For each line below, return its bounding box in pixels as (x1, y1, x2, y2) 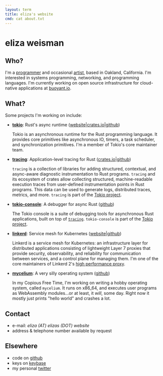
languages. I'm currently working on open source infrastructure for (5, 80, 139, 86)
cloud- (140, 80, 153, 86)
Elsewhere (5, 342, 38, 350)
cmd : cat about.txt (5, 16, 45, 21)
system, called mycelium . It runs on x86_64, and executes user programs (12, 285, 157, 291)
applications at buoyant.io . (18, 85, 72, 91)
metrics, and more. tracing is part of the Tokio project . (12, 192, 122, 198)
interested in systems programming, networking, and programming (5, 75, 140, 81)
